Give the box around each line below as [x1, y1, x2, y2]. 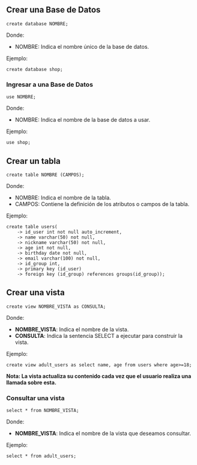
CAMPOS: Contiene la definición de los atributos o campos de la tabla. [14, 200, 190, 207]
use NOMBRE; [6, 94, 36, 100]
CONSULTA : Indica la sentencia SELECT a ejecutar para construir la [14, 332, 183, 339]
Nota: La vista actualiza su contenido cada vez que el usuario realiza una [6, 372, 192, 379]
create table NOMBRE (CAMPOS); [6, 172, 85, 178]
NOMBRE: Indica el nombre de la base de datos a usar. [14, 116, 151, 123]
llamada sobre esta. [6, 379, 57, 386]
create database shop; [6, 66, 63, 72]
